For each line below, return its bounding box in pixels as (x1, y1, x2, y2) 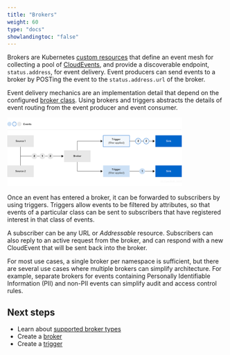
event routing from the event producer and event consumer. (7, 104, 178, 112)
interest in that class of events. (7, 215, 95, 224)
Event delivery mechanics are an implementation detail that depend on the (7, 89, 220, 97)
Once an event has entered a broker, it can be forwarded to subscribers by (7, 193, 220, 201)
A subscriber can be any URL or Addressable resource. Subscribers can (7, 229, 213, 237)
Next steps (7, 306, 55, 318)
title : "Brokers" (7, 11, 57, 18)
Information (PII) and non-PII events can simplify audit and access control (7, 279, 217, 288)
